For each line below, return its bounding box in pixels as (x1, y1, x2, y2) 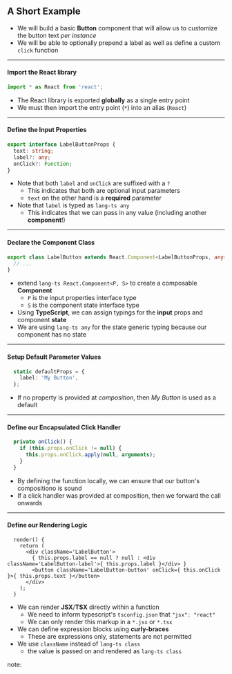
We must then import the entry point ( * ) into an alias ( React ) (17, 103, 187, 111)
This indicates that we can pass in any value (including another (27, 209, 207, 217)
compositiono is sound (17, 484, 82, 492)
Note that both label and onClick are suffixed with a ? (17, 179, 171, 187)
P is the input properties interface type (27, 294, 137, 302)
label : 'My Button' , (19, 375, 79, 382)
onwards (17, 498, 43, 507)
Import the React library (7, 68, 77, 77)
